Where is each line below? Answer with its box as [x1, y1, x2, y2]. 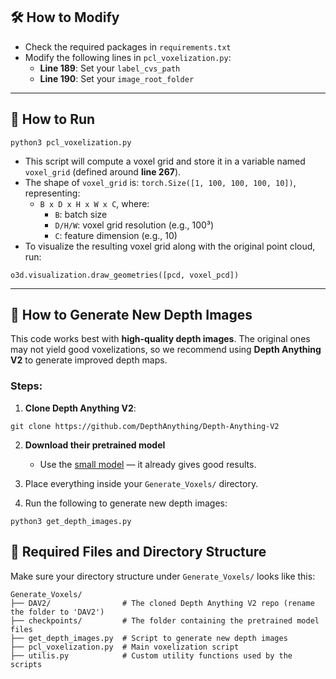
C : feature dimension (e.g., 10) [54, 229, 178, 241]
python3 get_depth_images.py [10, 516, 132, 526]
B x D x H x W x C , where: [39, 197, 150, 209]
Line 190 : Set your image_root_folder [39, 72, 195, 84]
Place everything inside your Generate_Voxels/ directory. [24, 477, 259, 489]
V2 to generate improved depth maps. [10, 354, 168, 366]
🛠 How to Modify [10, 9, 120, 26]
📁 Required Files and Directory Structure [10, 544, 267, 561]
